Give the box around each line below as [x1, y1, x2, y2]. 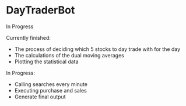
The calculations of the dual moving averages [14, 52, 124, 59]
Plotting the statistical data [14, 58, 79, 65]
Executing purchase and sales [14, 87, 87, 94]
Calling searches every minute [14, 80, 87, 88]
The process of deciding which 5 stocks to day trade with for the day [14, 45, 181, 53]
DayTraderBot [6, 4, 75, 17]
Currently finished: [6, 34, 51, 41]
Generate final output [14, 93, 66, 100]
